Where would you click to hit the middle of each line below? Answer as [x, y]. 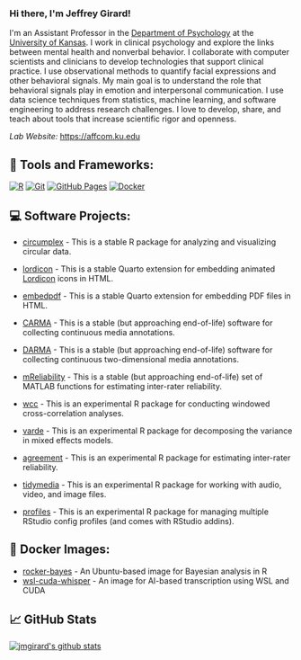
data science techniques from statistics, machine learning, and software [143, 100]
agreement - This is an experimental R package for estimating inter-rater [156, 458]
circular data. [47, 251]
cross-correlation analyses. [73, 413]
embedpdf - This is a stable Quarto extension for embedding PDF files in [157, 296]
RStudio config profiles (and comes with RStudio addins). [128, 521]
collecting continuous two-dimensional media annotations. [131, 359]
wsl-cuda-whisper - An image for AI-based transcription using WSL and [155, 580]
